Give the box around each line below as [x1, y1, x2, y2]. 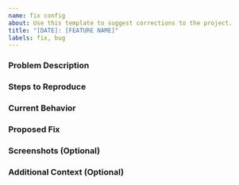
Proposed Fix [8, 124, 60, 135]
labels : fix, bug [8, 33, 66, 42]
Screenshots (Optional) [8, 145, 101, 156]
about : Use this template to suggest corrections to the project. [8, 19, 233, 27]
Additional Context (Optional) [8, 166, 125, 177]
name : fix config [8, 11, 66, 20]
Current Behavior [8, 102, 77, 114]
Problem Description [8, 60, 90, 71]
